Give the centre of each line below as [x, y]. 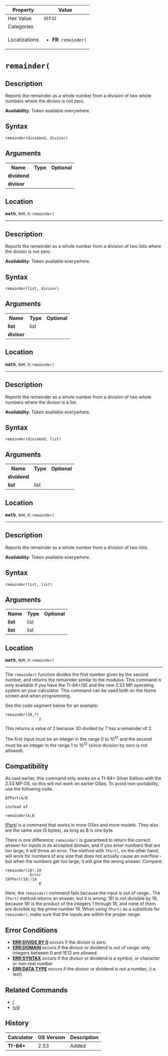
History [17, 1023]
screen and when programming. [38, 696]
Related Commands [36, 990]
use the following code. [29, 789]
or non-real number [33, 964]
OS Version [51, 1037]
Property [23, 10]
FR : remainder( [69, 40]
